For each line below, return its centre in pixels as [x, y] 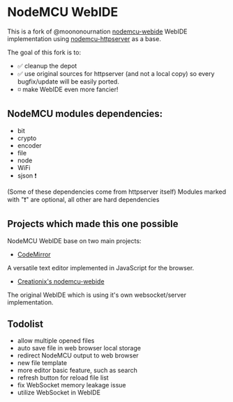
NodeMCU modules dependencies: [85, 114]
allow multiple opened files [56, 341]
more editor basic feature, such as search [77, 371]
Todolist [25, 324]
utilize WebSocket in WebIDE [59, 393]
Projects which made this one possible [93, 224]
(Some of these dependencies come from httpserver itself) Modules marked [117, 192]
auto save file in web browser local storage [79, 348]
